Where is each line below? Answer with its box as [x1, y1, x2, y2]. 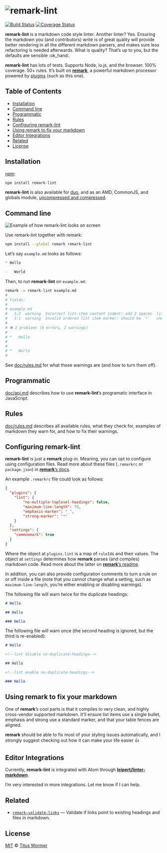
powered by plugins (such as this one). [5, 72, 85, 78]
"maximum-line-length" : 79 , [23, 504, 81, 509]
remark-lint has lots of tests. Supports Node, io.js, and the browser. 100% [5, 62, 157, 68]
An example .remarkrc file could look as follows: [5, 476, 104, 482]
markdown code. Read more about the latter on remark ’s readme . [5, 561, 140, 567]
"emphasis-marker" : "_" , [23, 509, 75, 514]
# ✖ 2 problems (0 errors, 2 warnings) [5, 325, 88, 330]
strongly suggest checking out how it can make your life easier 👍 [5, 737, 139, 743]
